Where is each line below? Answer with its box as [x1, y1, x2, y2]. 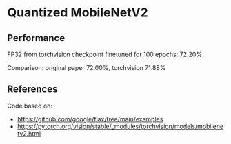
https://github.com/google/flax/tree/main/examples [17, 115, 163, 123]
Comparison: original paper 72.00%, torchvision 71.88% [7, 64, 166, 71]
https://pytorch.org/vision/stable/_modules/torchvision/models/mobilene [17, 122, 224, 130]
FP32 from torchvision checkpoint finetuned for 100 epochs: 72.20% [7, 50, 202, 58]
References [7, 84, 58, 95]
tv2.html [17, 129, 41, 138]
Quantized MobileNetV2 [7, 5, 148, 21]
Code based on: [7, 101, 53, 110]
